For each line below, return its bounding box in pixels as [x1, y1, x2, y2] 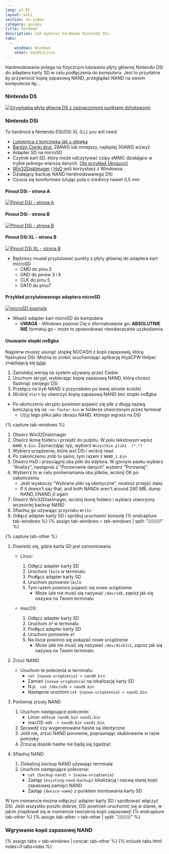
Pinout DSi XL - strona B [5, 234, 57, 240]
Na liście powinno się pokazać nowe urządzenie [27, 637, 128, 643]
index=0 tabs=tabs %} [5, 843, 52, 850]
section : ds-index [5, 17, 44, 22]
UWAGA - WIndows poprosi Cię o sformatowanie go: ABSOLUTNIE [20, 320, 161, 326]
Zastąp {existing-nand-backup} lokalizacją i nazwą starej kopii [27, 777, 158, 783]
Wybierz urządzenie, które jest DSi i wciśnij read [12, 448, 114, 454]
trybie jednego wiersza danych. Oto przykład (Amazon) [12, 160, 128, 166]
